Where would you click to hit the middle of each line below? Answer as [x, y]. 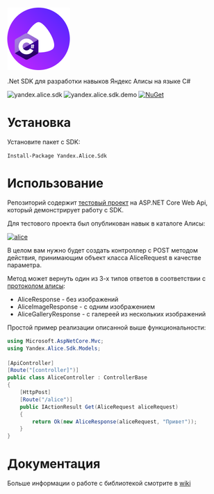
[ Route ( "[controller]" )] [43, 370]
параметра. [24, 265]
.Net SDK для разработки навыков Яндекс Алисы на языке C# [99, 81]
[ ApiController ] [31, 363]
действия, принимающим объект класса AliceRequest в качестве [104, 257]
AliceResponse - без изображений [68, 299]
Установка [39, 123]
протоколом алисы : [36, 286]
